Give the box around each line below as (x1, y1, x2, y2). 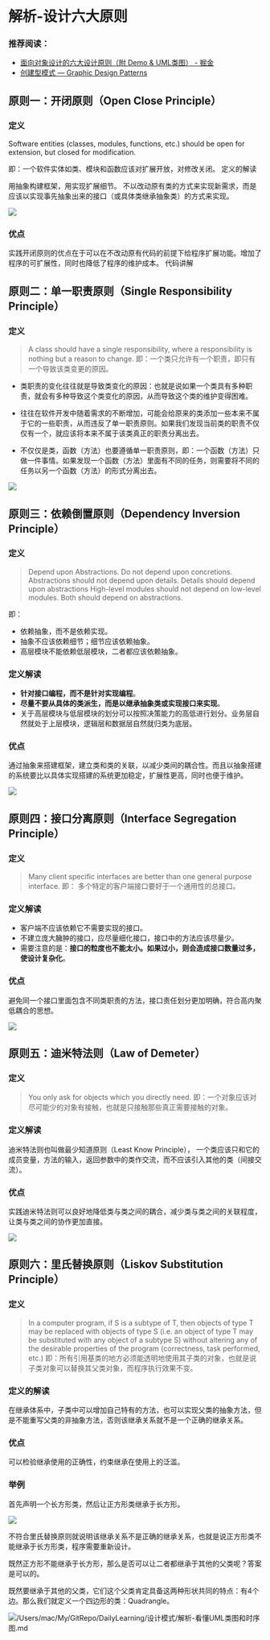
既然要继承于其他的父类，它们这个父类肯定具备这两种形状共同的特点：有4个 (8, 1585, 260, 1596)
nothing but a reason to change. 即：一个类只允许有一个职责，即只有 (27, 354, 256, 363)
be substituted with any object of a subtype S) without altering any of (27, 1335, 258, 1344)
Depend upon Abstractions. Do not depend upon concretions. (27, 567, 233, 576)
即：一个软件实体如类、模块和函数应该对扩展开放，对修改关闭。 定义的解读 (8, 164, 257, 174)
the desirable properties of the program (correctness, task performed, (27, 1343, 260, 1353)
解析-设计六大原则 (8, 7, 129, 26)
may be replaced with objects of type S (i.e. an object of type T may (27, 1327, 254, 1336)
